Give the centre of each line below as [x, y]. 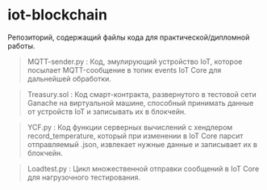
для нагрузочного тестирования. [84, 177]
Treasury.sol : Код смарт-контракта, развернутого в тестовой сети [142, 94]
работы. [21, 45]
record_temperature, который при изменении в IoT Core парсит [135, 136]
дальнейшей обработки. [69, 78]
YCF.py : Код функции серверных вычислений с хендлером [130, 127]
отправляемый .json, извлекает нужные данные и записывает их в [142, 144]
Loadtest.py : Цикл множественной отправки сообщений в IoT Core [143, 168]
